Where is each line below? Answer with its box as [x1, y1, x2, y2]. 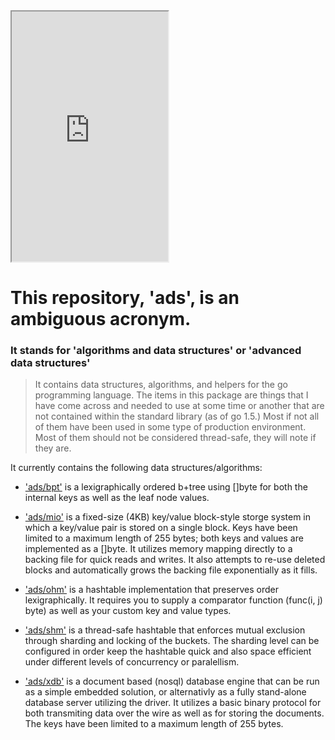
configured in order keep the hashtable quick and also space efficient [24, 645, 312, 658]
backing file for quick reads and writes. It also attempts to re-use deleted [24, 554, 326, 566]
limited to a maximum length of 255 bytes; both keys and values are [24, 532, 304, 544]
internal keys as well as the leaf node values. [24, 492, 210, 504]
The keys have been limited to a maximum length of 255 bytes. [24, 718, 284, 730]
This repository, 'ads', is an [10, 287, 240, 309]
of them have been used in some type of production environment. [34, 421, 307, 433]
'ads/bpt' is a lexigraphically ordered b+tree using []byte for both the [24, 481, 308, 493]
